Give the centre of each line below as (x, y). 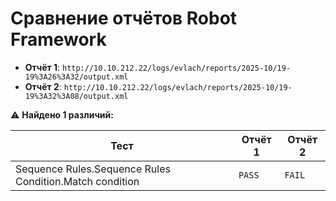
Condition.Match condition (77, 181)
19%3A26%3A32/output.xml (76, 77)
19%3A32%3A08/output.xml (76, 96)
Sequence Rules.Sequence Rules (93, 169)
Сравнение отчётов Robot (124, 18)
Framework (58, 39)
